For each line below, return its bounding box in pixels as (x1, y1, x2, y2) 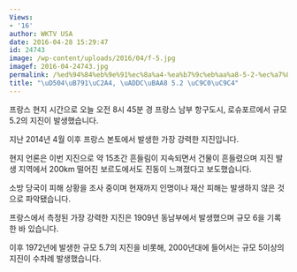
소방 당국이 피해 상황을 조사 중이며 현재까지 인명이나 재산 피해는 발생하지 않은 (9, 182, 276, 193)
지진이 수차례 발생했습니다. (9, 253, 102, 263)
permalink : (9, 71, 49, 79)
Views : (9, 12, 34, 22)
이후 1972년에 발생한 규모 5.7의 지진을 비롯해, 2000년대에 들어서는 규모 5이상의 (9, 242, 285, 253)
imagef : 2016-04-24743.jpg (9, 63, 109, 72)
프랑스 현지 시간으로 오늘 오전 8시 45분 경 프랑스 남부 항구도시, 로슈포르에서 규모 (9, 103, 287, 115)
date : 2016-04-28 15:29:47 (9, 37, 109, 47)
